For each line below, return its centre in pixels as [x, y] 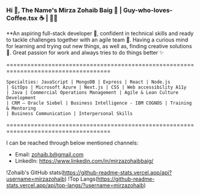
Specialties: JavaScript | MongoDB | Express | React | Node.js [88, 82]
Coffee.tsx [22, 18]
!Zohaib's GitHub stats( [35, 173]
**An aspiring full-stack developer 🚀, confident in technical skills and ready [100, 34]
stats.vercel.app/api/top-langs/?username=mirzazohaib [75, 185]
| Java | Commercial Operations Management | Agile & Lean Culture [92, 93]
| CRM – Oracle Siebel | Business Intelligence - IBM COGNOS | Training [99, 103]
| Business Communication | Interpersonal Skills [70, 114]
